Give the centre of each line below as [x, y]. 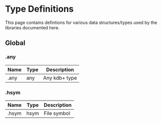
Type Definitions [39, 9]
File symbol [57, 113]
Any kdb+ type [60, 78]
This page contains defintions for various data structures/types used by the [81, 22]
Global [15, 43]
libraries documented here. [32, 27]
